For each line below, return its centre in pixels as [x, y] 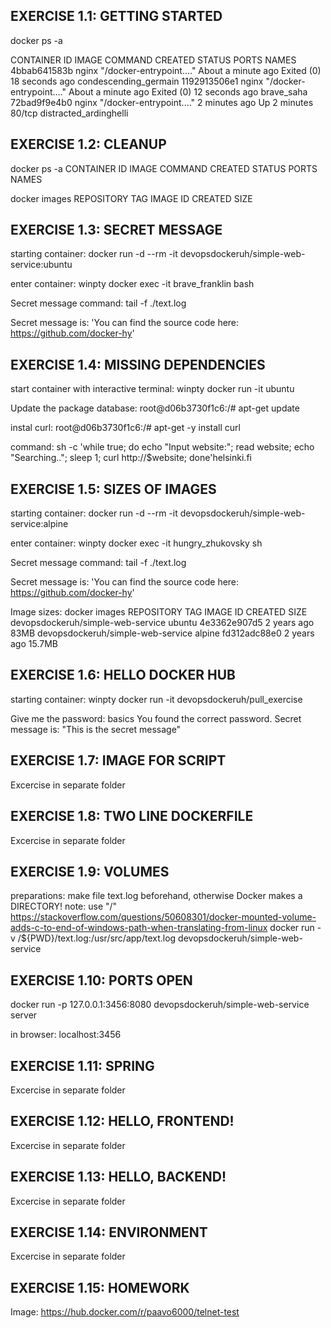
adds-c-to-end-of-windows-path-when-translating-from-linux [139, 928]
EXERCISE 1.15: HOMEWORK [100, 1287]
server [24, 1015]
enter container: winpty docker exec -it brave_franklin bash [132, 284]
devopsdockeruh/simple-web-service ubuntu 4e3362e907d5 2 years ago [162, 623]
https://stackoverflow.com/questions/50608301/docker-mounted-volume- [163, 917]
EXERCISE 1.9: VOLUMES [90, 871]
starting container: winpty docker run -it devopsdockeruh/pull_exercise [156, 699]
